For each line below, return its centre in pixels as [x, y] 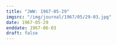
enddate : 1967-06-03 [31, 28]
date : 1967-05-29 [27, 22]
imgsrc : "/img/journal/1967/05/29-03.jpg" [59, 17]
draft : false [22, 33]
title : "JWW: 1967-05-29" [38, 11]
